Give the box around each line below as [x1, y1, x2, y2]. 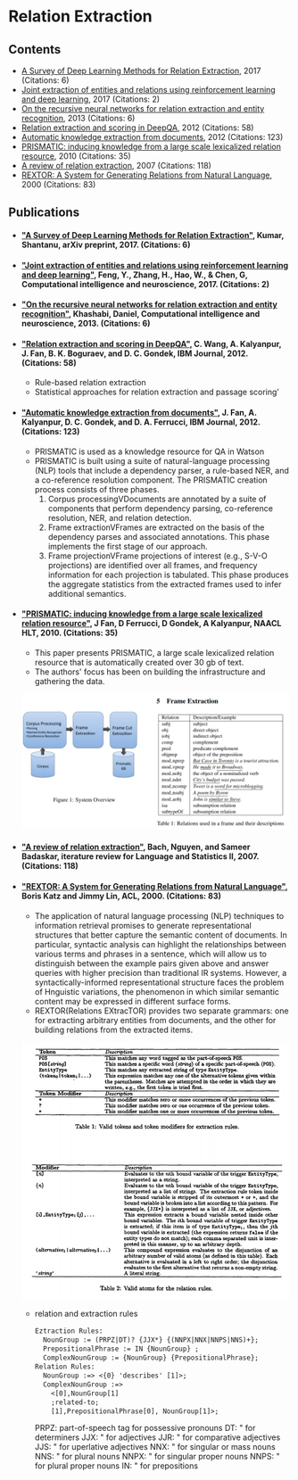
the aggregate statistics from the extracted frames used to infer [47, 578, 282, 590]
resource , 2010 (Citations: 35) [21, 151, 131, 161]
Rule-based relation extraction [34, 377, 146, 388]
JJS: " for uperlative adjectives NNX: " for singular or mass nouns [34, 1441, 276, 1451]
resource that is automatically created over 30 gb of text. [34, 657, 244, 667]
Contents [8, 42, 62, 57]
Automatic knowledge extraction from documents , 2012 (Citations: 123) [21, 132, 284, 142]
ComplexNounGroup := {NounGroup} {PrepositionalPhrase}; [42, 1353, 260, 1362]
